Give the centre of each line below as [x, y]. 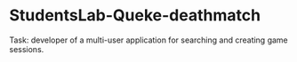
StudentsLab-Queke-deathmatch [135, 15]
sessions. [27, 49]
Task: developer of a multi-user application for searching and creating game [149, 40]
